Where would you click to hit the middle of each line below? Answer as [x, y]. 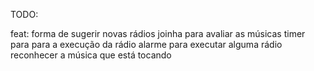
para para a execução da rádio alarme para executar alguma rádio [146, 44]
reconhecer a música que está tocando [91, 55]
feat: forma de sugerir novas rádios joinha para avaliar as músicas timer [158, 33]
